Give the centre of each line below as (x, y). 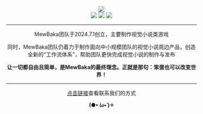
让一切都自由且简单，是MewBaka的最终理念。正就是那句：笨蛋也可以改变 (99, 67)
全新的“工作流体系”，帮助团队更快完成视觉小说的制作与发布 (101, 54)
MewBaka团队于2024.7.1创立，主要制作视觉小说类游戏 (101, 34)
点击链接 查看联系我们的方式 (101, 93)
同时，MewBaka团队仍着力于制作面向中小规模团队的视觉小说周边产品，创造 (101, 47)
